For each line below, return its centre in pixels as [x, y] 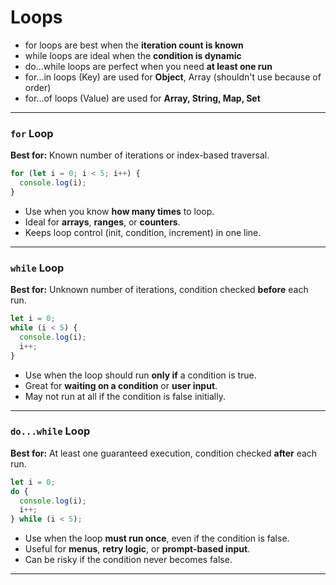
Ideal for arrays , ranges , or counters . [102, 222]
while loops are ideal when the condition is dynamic [133, 55]
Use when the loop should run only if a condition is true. [140, 375]
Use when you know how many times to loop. [119, 211]
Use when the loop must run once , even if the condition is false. [157, 538]
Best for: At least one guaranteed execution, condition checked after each [164, 453]
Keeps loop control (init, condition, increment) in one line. [143, 232]
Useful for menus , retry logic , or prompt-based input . [137, 549]
